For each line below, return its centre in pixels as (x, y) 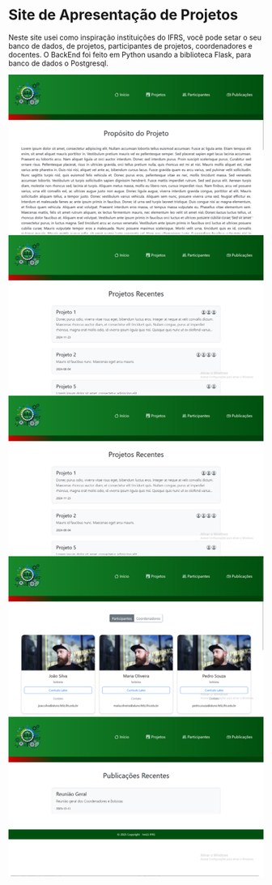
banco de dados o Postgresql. (59, 63)
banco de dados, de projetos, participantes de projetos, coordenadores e (131, 45)
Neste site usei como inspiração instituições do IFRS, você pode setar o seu (135, 37)
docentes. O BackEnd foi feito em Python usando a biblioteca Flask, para (130, 54)
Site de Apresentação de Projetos (123, 15)
